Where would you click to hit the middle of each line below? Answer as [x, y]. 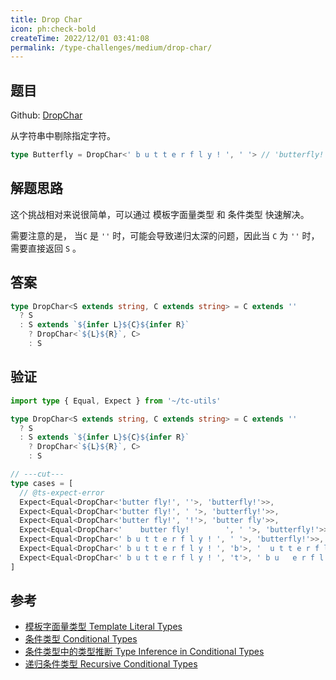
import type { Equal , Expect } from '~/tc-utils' [116, 401]
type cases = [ [42, 483]
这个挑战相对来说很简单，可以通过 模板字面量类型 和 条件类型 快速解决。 [160, 214]
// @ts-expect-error [62, 492]
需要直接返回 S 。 [46, 248]
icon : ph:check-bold [53, 29]
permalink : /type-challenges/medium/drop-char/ [111, 47]
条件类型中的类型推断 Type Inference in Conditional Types [144, 652]
